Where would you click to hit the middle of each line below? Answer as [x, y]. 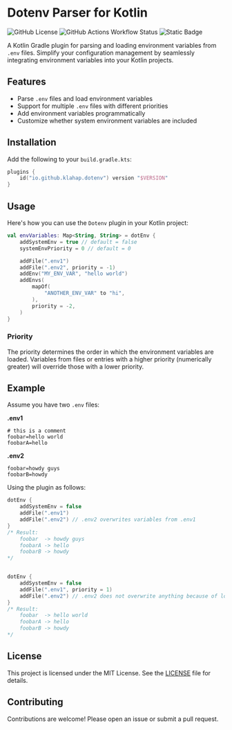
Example [26, 388]
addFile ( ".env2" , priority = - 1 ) [68, 267]
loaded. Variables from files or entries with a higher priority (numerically [109, 359]
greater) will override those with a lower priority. [76, 366]
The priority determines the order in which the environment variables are [110, 352]
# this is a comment [37, 431]
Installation [32, 142]
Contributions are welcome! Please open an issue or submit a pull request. [113, 719]
